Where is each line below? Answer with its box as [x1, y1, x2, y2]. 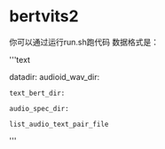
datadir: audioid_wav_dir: [9, 71, 100, 82]
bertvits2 [9, 6, 79, 27]
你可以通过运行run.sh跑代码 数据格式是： [9, 36, 160, 47]
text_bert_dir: [9, 89, 66, 98]
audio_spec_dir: [9, 104, 69, 113]
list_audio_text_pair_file [9, 120, 109, 129]
